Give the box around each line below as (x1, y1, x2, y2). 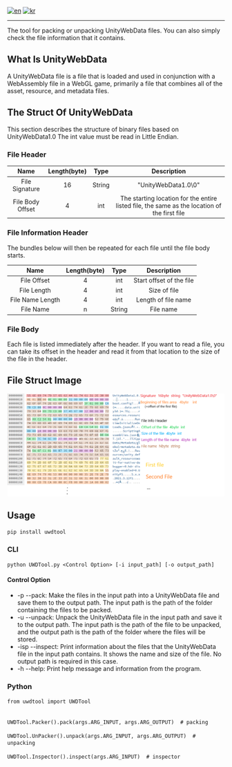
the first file (152, 208, 185, 217)
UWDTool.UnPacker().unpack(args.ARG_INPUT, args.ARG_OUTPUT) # (7, 732, 196, 740)
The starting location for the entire (120, 194, 217, 202)
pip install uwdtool (7, 529, 67, 536)
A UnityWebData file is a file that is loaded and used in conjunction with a (7, 72, 215, 80)
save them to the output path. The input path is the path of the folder (17, 598, 213, 607)
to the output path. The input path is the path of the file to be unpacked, (17, 620, 222, 628)
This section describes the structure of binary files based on (7, 125, 180, 133)
